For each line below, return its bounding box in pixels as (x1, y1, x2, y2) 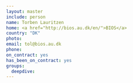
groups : (6, 63, 25, 69)
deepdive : (11, 68, 35, 74)
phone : (6, 47, 22, 53)
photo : (6, 36, 22, 41)
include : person (6, 14, 46, 20)
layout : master (6, 8, 43, 15)
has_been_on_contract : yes (6, 57, 72, 63)
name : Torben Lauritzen (6, 19, 64, 25)
